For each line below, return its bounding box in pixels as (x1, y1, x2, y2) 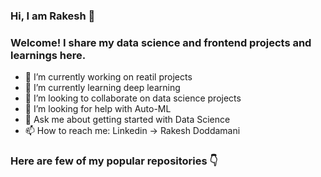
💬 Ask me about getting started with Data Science (24, 114, 231, 126)
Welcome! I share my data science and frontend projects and (10, 35, 312, 49)
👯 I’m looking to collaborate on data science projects (24, 92, 242, 104)
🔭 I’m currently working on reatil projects (24, 71, 193, 83)
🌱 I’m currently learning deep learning (24, 82, 181, 94)
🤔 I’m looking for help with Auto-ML (24, 103, 172, 115)
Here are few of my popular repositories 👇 (10, 154, 218, 168)
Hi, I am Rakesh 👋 (10, 9, 96, 23)
